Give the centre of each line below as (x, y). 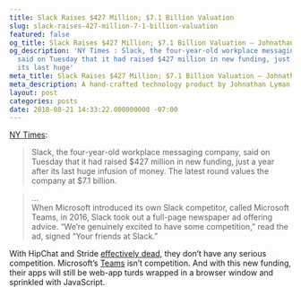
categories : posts (43, 101)
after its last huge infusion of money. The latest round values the (150, 171)
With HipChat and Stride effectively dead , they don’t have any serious (138, 254)
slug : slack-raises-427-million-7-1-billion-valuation (114, 26)
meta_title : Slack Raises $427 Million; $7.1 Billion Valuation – (136, 76)
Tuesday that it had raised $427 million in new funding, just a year (153, 161)
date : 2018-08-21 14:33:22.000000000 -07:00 (94, 109)
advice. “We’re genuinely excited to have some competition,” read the (159, 227)
